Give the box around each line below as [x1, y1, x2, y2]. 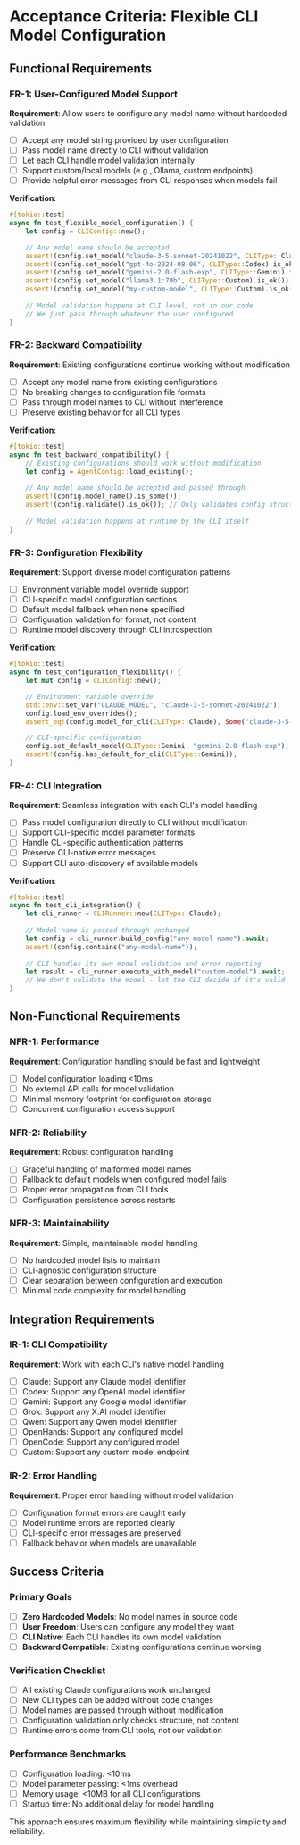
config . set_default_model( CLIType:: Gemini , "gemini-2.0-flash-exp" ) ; [25, 742, 290, 751]
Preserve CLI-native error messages [21, 847, 156, 858]
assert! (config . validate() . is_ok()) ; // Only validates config [25, 501, 266, 510]
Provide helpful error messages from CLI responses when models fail [21, 175, 278, 186]
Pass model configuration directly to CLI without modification [21, 817, 248, 828]
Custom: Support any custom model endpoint [21, 1446, 190, 1458]
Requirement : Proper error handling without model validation [9, 1490, 234, 1501]
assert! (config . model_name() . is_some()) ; [25, 492, 181, 501]
